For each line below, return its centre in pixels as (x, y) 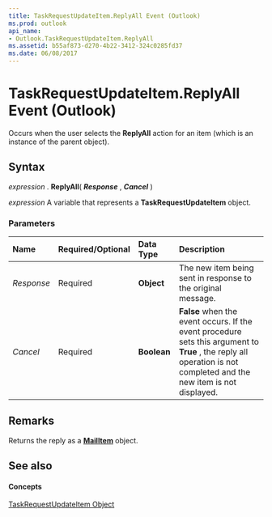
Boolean (154, 352)
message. (197, 299)
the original (200, 288)
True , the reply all (213, 352)
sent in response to (215, 278)
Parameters (32, 223)
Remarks (32, 421)
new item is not (208, 383)
